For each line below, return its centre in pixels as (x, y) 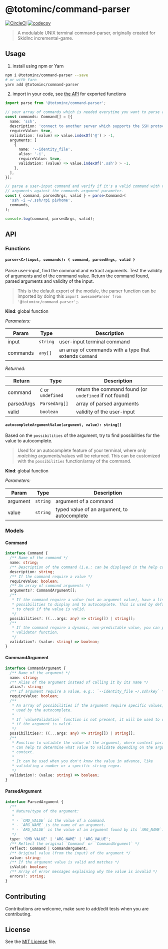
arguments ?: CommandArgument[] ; (43, 591)
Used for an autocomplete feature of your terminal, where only (82, 450)
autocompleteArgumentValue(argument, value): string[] (63, 425)
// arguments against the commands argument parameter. (64, 191)
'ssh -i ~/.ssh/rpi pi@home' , (41, 200)
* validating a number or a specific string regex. (67, 766)
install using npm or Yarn (38, 66)
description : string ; (32, 572)
